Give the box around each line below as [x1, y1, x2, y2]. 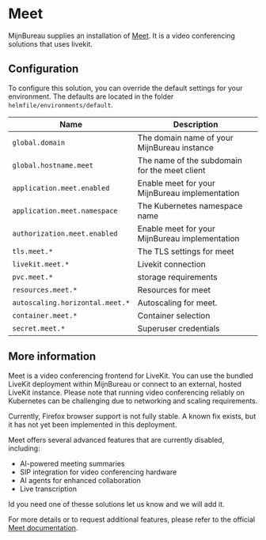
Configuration [8, 62, 79, 76]
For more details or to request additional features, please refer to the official [8, 515, 256, 524]
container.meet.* [12, 311, 78, 320]
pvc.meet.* [12, 272, 53, 281]
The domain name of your [137, 132, 234, 143]
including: [8, 444, 41, 453]
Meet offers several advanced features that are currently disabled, [8, 435, 225, 444]
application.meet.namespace [12, 206, 118, 215]
